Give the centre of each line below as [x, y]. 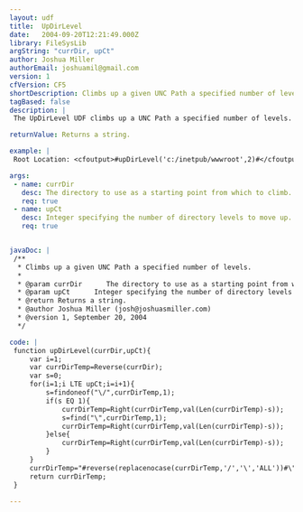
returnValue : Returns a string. [70, 135]
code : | [24, 342]
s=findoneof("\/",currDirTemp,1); [110, 393]
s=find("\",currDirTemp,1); [115, 418]
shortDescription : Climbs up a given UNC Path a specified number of [143, 93]
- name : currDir [44, 184]
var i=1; [46, 359]
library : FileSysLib [48, 43]
